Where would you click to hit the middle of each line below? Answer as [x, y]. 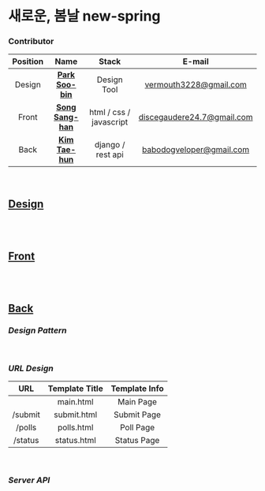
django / [110, 145]
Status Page [137, 441]
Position [28, 61]
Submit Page [138, 415]
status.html [75, 441]
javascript [110, 122]
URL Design [31, 368]
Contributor [31, 42]
